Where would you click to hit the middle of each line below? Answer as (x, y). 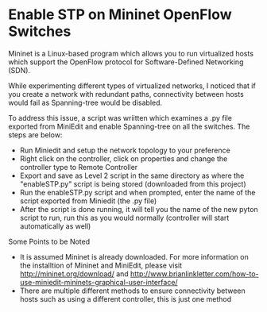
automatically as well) (55, 226)
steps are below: (35, 135)
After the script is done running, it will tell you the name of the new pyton (139, 209)
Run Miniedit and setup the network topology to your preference (125, 150)
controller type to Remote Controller (79, 167)
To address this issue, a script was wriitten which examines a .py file (120, 117)
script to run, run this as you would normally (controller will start (124, 218)
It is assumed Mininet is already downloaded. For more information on (134, 256)
